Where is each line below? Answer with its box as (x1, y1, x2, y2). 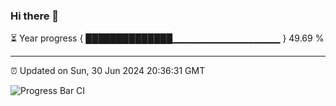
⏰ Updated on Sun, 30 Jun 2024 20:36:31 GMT (10, 65, 206, 77)
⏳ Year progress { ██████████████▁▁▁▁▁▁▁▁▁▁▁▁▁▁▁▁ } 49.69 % (10, 32, 325, 44)
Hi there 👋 (10, 9, 60, 23)
